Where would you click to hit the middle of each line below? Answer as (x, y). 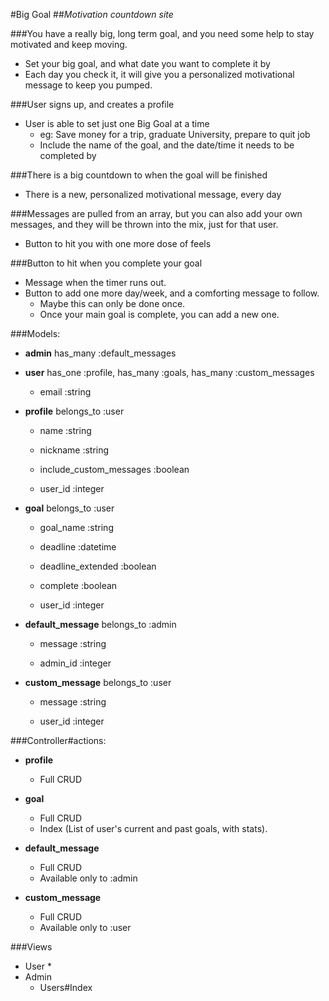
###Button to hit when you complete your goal (106, 263)
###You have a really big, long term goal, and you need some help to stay (162, 33)
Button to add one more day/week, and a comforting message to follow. (172, 293)
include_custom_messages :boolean (114, 469)
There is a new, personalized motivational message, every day (153, 194)
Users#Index (66, 987)
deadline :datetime (78, 547)
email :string (65, 392)
